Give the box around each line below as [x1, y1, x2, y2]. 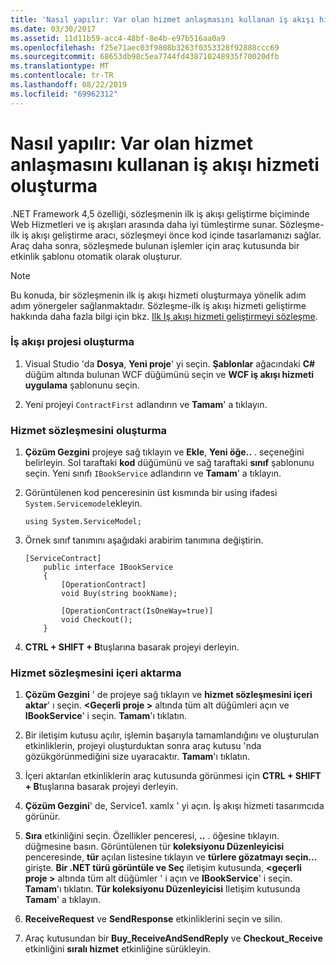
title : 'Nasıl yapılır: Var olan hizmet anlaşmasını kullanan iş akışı [10, 14, 315, 25]
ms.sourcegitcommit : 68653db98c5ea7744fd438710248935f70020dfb [10, 52, 280, 62]
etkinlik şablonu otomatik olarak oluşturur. [10, 250, 183, 262]
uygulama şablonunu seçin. [24, 379, 140, 391]
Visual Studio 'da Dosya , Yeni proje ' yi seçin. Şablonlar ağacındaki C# [24, 357, 316, 370]
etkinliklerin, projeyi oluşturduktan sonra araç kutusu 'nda [24, 740, 262, 752]
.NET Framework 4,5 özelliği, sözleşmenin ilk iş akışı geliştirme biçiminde [10, 207, 310, 220]
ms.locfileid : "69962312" [10, 89, 118, 99]
